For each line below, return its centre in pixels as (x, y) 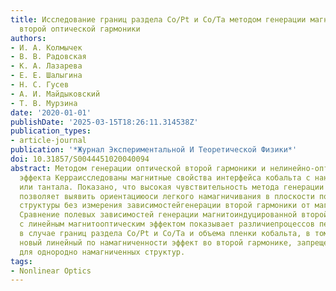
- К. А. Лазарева (46, 66)
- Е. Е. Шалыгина (46, 76)
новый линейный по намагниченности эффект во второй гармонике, (156, 242)
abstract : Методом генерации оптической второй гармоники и (138, 168)
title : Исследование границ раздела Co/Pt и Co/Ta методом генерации (158, 19)
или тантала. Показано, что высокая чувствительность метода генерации (172, 187)
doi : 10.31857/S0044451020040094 (80, 159)
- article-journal (48, 141)
